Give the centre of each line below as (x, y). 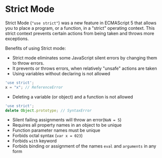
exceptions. (17, 39)
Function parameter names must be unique (56, 130)
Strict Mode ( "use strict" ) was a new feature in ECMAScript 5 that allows (81, 23)
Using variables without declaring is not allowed (61, 73)
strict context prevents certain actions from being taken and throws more (80, 33)
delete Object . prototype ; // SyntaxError (49, 110)
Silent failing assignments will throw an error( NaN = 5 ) (67, 120)
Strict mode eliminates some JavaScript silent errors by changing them (85, 57)
